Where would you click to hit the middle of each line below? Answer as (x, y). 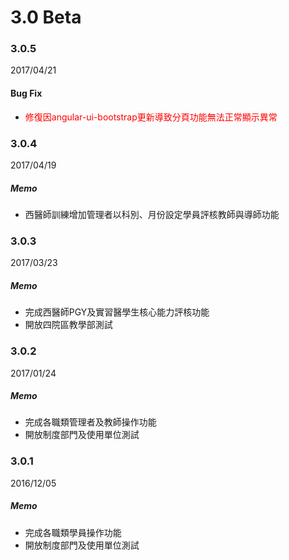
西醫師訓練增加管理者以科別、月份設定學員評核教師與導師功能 (152, 214)
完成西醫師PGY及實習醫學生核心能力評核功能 (117, 312)
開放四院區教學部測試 (68, 325)
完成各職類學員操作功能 (73, 532)
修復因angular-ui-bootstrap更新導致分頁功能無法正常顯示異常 (151, 117)
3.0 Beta (46, 17)
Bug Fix (26, 93)
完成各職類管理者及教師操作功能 (90, 422)
